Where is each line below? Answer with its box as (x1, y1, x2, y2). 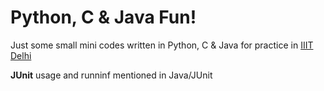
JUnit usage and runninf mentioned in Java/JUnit (10, 69, 213, 81)
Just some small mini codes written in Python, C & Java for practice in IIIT (10, 39, 314, 51)
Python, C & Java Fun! (10, 6, 197, 29)
